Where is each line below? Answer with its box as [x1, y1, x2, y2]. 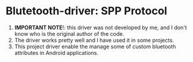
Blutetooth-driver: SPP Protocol [5, 4, 168, 18]
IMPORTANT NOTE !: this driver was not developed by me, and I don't [14, 24, 188, 31]
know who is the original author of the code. [14, 30, 124, 37]
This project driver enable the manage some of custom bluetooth [14, 43, 176, 50]
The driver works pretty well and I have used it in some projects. [14, 36, 174, 44]
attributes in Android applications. [14, 49, 99, 56]
